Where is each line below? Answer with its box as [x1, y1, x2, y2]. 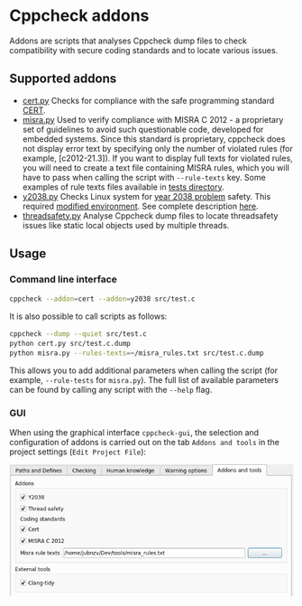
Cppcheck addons [9, 5, 150, 26]
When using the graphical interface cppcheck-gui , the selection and [9, 427, 260, 438]
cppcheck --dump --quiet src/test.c [9, 330, 147, 339]
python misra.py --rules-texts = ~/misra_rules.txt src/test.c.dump [9, 349, 264, 358]
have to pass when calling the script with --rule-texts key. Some [22, 172, 266, 182]
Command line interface [9, 273, 117, 285]
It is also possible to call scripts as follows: [9, 311, 168, 322]
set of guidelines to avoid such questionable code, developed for [22, 124, 264, 135]
